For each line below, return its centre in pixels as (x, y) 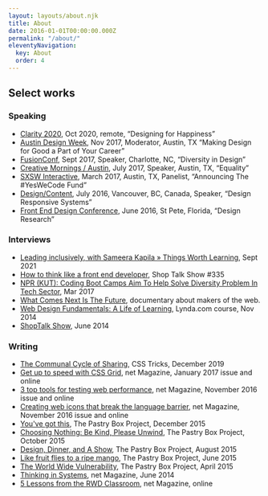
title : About (30, 23)
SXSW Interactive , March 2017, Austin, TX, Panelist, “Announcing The (134, 176)
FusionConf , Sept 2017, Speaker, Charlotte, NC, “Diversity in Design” (133, 159)
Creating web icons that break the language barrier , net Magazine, (130, 407)
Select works (42, 93)
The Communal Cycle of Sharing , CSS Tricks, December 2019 (122, 364)
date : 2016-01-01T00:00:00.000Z (62, 31)
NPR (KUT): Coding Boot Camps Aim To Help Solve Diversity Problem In (139, 283)
